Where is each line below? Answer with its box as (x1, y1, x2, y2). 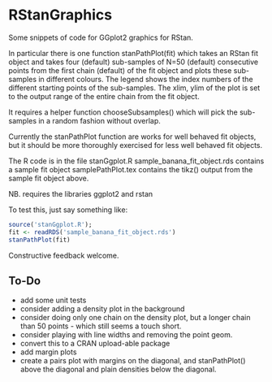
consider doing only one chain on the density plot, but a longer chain (19, 313, 251, 323)
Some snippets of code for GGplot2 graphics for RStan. (8, 33, 193, 42)
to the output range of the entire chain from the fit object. (8, 91, 201, 101)
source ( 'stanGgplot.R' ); (8, 220, 93, 228)
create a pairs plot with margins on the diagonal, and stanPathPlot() (19, 356, 246, 366)
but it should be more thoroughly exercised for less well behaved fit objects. (8, 140, 263, 150)
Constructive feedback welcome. (8, 250, 119, 260)
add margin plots (19, 347, 77, 357)
